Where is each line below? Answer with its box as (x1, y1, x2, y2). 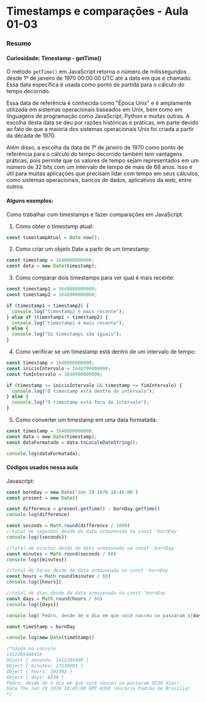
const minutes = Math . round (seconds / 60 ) (6, 550, 116, 557)
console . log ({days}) (6, 601, 59, 607)
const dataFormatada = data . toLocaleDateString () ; (6, 439, 139, 446)
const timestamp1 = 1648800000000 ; (6, 286, 97, 292)
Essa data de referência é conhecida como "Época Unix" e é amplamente (6, 99, 192, 107)
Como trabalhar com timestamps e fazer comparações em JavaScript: (6, 210, 184, 218)
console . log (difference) (6, 512, 70, 518)
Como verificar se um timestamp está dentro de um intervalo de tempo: (15, 348, 196, 355)
